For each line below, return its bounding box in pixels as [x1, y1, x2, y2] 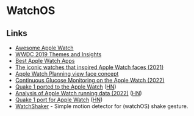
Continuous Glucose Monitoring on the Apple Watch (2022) [15, 77, 165, 84]
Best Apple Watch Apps [15, 57, 75, 64]
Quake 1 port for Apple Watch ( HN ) [15, 96, 103, 103]
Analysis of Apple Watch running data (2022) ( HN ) [15, 90, 142, 96]
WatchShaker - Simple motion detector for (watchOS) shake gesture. [15, 103, 189, 110]
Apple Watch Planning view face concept [15, 70, 119, 77]
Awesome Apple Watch [15, 44, 74, 51]
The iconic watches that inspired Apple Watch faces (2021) [15, 63, 164, 71]
